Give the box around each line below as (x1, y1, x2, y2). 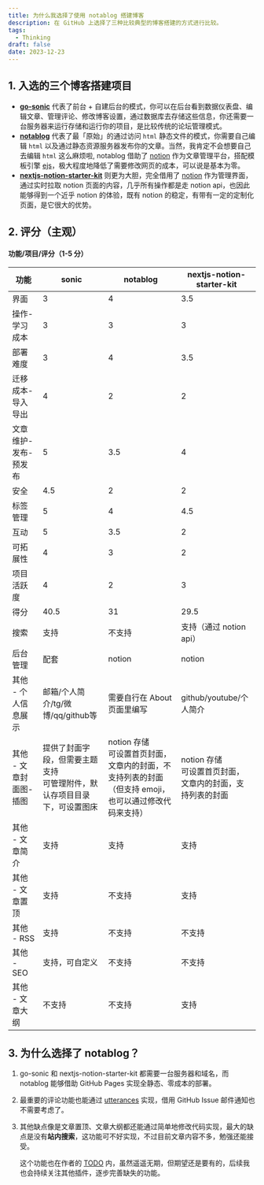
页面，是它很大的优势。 (19, 200, 96, 209)
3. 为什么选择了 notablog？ (8, 1046, 140, 1060)
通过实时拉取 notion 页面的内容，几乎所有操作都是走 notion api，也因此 (19, 180, 250, 190)
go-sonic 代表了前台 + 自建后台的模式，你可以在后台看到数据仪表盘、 (19, 102, 247, 111)
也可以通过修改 (108, 796, 163, 807)
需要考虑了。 (26, 1105, 68, 1115)
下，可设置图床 (42, 802, 98, 813)
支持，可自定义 (42, 957, 98, 968)
